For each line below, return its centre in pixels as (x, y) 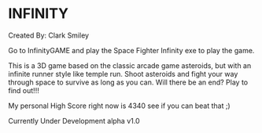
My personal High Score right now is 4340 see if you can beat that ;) (119, 106)
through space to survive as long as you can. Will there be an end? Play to (128, 82)
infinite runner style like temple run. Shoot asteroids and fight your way (123, 74)
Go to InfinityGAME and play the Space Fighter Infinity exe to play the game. (131, 50)
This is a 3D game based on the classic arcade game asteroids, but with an (130, 65)
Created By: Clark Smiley (48, 35)
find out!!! (24, 90)
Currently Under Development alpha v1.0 (74, 120)
